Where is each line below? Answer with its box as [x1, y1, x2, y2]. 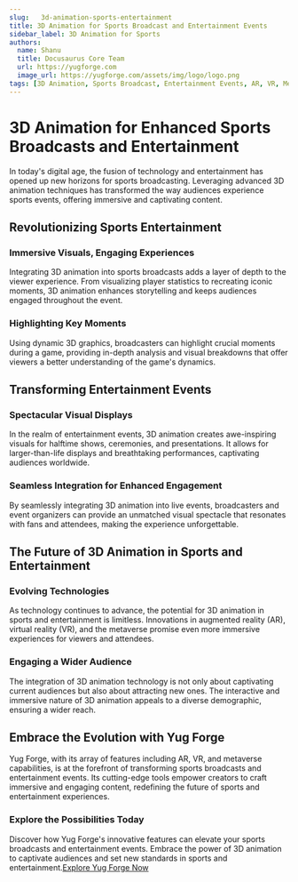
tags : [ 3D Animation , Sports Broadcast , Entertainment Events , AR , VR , [9, 79, 279, 88]
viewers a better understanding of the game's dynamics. [9, 357, 216, 367]
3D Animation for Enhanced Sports [9, 117, 271, 138]
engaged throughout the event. [9, 295, 123, 306]
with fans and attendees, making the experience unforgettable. [9, 518, 239, 529]
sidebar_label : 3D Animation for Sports [9, 29, 161, 38]
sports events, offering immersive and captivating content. [9, 194, 223, 204]
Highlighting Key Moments [9, 317, 127, 330]
